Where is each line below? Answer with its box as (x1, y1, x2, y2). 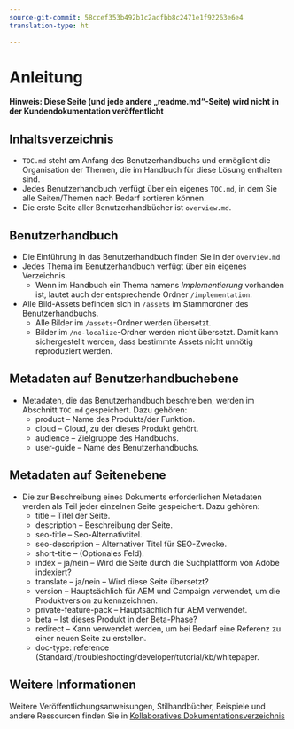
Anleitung (9, 67, 83, 87)
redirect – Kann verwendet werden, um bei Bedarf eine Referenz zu (35, 623, 282, 634)
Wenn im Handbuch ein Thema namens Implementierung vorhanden (35, 280, 285, 291)
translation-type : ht (9, 21, 89, 30)
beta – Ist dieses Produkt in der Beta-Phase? (35, 614, 197, 624)
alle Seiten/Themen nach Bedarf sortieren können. (21, 192, 206, 204)
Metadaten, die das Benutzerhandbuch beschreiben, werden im (21, 395, 255, 405)
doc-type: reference (35, 642, 110, 653)
